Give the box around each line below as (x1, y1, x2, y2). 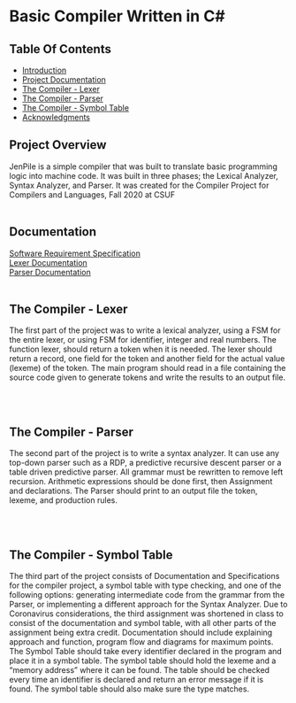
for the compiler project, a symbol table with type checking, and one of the (9, 580, 282, 591)
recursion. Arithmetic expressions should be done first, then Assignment (9, 476, 273, 487)
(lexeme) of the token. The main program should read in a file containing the (9, 363, 286, 374)
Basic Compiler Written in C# (9, 6, 225, 27)
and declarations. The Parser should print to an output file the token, (9, 485, 258, 497)
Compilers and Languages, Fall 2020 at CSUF (9, 189, 175, 200)
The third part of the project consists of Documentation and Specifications (9, 571, 280, 582)
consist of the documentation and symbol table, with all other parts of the (9, 618, 277, 629)
